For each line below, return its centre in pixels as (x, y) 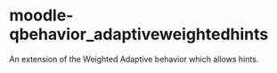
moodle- (41, 16)
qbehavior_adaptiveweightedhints (139, 34)
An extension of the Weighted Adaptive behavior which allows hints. (134, 59)
